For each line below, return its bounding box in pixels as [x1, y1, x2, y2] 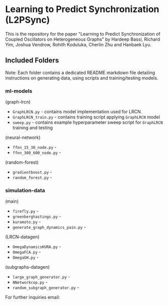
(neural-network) [5, 134, 41, 140]
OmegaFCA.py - [12, 249, 41, 255]
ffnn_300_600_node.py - [12, 149, 61, 156]
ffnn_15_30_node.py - [12, 144, 57, 150]
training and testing [12, 125, 53, 131]
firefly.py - [12, 208, 39, 214]
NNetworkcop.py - [12, 279, 48, 285]
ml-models [5, 87, 33, 94]
